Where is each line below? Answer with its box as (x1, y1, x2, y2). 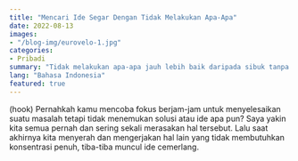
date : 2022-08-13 (9, 21, 74, 30)
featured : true (9, 79, 66, 88)
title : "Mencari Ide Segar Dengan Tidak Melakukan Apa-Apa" (9, 12, 238, 22)
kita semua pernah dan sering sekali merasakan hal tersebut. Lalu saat (9, 122, 269, 133)
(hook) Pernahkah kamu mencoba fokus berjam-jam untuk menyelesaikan (9, 103, 281, 114)
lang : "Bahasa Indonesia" (9, 71, 105, 80)
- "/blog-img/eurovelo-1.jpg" (9, 37, 122, 47)
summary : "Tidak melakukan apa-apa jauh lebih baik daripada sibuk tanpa (9, 63, 290, 72)
